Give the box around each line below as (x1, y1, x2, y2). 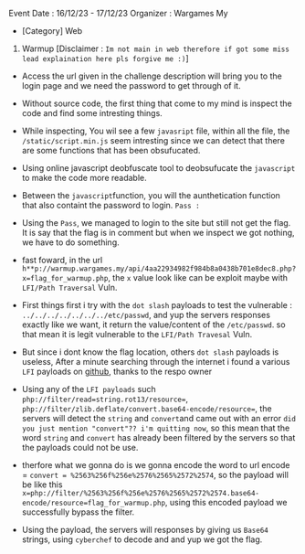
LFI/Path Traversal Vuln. (21, 282, 118, 293)
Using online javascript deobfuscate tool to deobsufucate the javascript (21, 163, 296, 173)
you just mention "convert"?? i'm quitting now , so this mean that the (21, 422, 290, 433)
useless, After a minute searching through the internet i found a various (21, 357, 290, 367)
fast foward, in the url (21, 255, 103, 265)
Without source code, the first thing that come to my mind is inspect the (21, 98, 293, 109)
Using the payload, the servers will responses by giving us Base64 (21, 525, 268, 535)
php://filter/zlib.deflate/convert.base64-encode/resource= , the (21, 403, 272, 414)
